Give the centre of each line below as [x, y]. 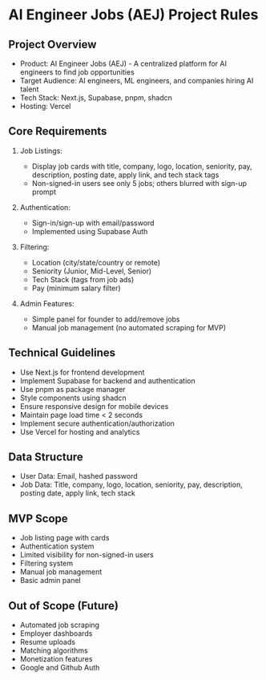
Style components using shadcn [73, 398]
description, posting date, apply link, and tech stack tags [125, 175]
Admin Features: [47, 303]
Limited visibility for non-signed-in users [87, 555]
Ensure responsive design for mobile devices [94, 406]
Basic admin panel [50, 581]
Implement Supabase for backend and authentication [107, 380]
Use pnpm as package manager [73, 389]
